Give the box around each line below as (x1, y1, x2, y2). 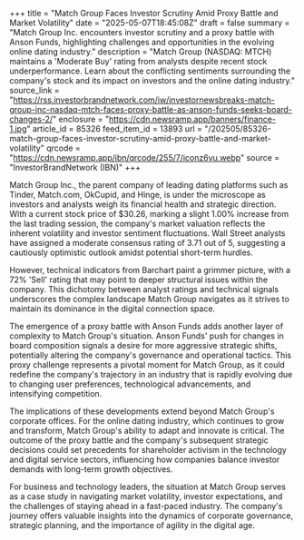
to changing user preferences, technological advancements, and (9, 378, 251, 389)
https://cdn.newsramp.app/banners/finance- (108, 113, 277, 124)
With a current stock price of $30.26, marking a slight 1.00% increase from (9, 209, 289, 219)
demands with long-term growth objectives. (9, 464, 173, 475)
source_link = (9, 85, 61, 95)
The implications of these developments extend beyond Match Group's (9, 406, 275, 417)
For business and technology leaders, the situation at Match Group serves (9, 481, 286, 492)
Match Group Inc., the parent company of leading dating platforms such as (9, 180, 289, 190)
